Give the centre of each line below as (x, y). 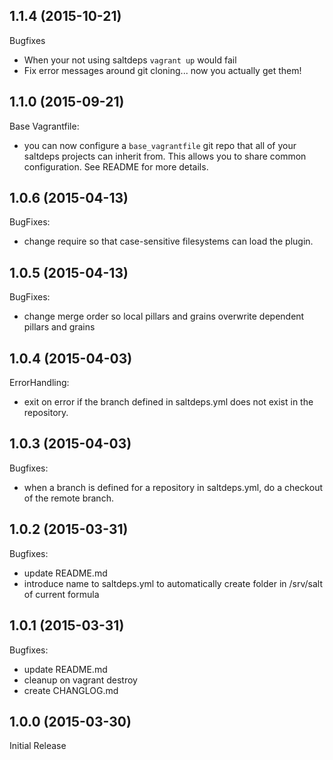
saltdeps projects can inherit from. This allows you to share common (165, 156)
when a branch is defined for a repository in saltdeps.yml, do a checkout (173, 487)
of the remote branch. (68, 498)
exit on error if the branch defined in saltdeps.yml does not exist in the (168, 402)
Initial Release (38, 746)
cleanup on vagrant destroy (80, 680)
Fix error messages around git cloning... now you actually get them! (162, 70)
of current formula (61, 594)
